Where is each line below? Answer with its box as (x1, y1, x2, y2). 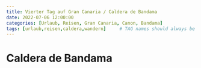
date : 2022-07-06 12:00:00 (6, 14, 74, 20)
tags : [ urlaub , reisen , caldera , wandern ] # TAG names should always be (6, 25, 196, 32)
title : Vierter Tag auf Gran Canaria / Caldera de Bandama (6, 8, 158, 15)
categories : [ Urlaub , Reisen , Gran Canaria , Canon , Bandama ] (6, 20, 163, 26)
